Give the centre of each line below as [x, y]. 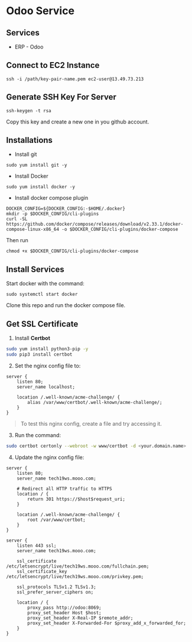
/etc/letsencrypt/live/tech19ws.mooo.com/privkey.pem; [75, 576]
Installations [30, 140]
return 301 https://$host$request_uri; [77, 499]
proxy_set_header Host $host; [64, 612]
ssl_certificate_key [42, 571]
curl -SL [17, 219]
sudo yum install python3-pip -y [47, 349]
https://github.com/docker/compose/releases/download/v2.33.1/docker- [95, 224]
